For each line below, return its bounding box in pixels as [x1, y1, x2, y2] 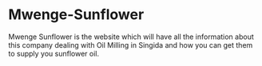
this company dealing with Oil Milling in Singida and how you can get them [8, 40, 253, 49]
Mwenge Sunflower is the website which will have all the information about [8, 32, 254, 41]
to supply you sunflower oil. [8, 49, 100, 58]
